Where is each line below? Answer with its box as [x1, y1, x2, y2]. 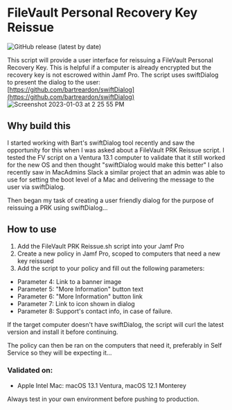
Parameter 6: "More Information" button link [17, 292, 143, 301]
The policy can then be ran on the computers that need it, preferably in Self [7, 341, 222, 349]
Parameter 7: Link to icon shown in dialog [17, 299, 135, 307]
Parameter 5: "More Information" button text [17, 285, 144, 293]
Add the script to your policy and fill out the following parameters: [17, 264, 205, 272]
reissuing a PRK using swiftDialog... [7, 203, 109, 212]
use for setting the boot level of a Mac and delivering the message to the [7, 175, 215, 184]
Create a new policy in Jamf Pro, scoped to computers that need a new [17, 249, 220, 258]
